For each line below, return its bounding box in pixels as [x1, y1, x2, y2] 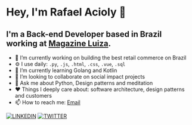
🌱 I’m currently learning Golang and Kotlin [14, 67, 117, 74]
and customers [14, 92, 52, 99]
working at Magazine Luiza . [6, 38, 112, 48]
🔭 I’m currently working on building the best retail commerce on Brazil [14, 54, 187, 61]
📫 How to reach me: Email [14, 99, 80, 106]
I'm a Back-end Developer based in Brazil [6, 29, 162, 39]
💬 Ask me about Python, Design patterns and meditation [14, 80, 153, 86]
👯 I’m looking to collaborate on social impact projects [14, 73, 145, 80]
